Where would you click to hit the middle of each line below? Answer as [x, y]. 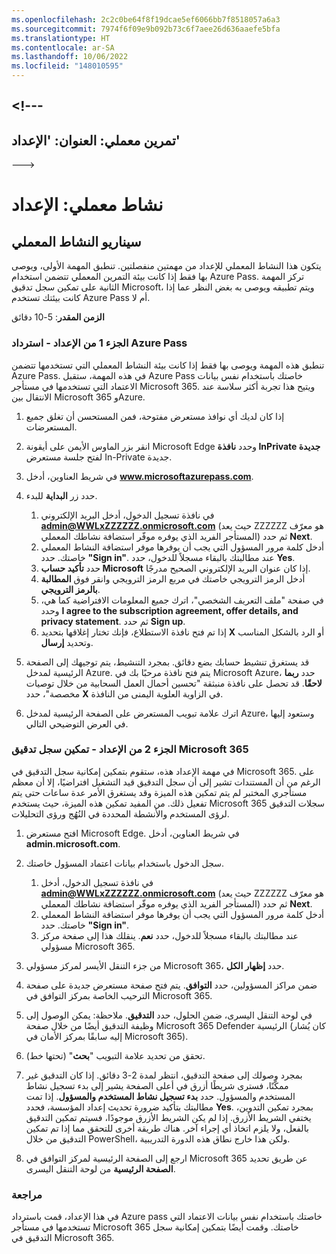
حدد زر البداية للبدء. [61, 495]
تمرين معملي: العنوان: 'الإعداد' [96, 140]
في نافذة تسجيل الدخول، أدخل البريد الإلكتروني [127, 515]
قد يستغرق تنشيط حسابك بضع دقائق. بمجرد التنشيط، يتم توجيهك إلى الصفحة [167, 662]
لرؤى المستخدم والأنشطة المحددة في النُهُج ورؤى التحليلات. [120, 813]
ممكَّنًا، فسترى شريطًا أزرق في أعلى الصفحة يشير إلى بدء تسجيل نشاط [157, 1085]
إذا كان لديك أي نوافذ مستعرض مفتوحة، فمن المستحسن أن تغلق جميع [155, 416]
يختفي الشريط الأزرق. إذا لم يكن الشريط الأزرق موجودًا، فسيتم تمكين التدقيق [168, 1117]
